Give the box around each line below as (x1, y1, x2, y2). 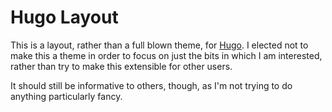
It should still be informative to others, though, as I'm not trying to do (10, 79, 293, 91)
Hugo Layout (10, 6, 119, 29)
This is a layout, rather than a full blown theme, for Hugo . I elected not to (10, 39, 309, 51)
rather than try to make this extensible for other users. (10, 60, 233, 72)
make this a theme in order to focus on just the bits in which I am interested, (10, 49, 323, 61)
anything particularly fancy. (10, 90, 123, 102)
